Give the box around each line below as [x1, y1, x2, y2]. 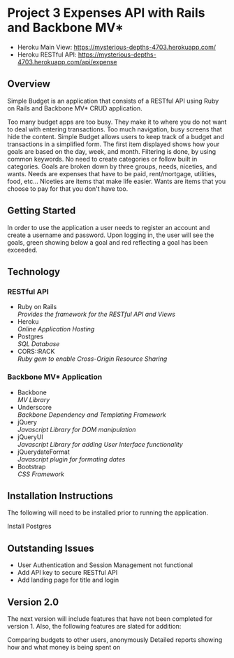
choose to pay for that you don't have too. [7, 184, 129, 193]
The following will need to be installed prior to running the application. [7, 508, 208, 517]
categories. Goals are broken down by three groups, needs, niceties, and [7, 162, 217, 171]
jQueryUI [17, 432, 43, 441]
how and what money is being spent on [7, 643, 121, 651]
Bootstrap [17, 462, 46, 471]
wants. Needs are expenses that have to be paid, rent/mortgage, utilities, [7, 169, 217, 178]
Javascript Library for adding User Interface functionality [17, 440, 183, 448]
